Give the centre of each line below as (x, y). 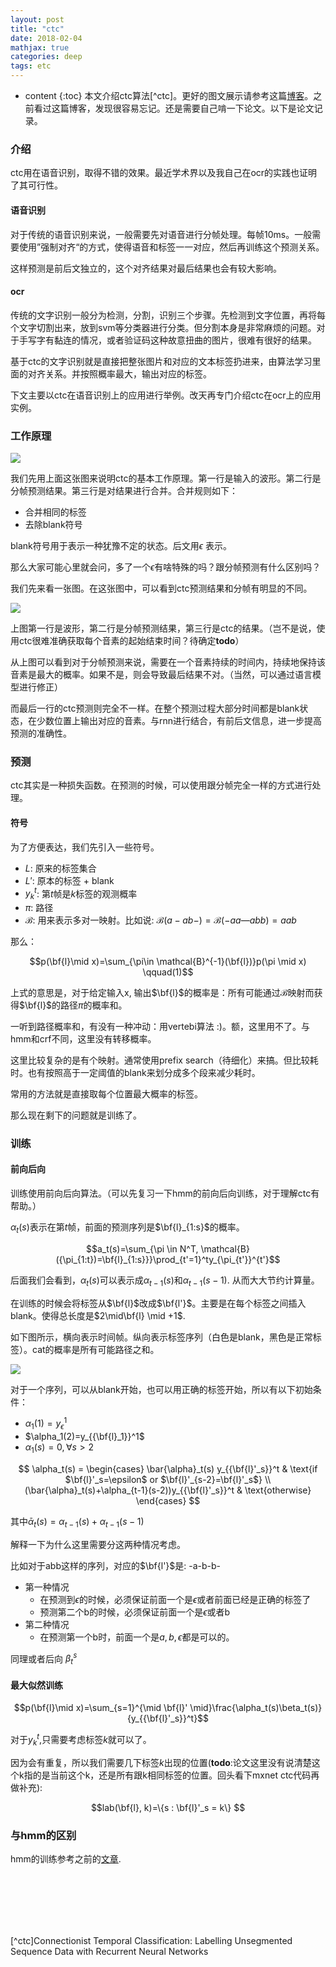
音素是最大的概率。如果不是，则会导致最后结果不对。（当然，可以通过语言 (161, 674)
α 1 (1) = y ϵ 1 (46, 1424)
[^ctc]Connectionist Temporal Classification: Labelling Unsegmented (151, 1941)
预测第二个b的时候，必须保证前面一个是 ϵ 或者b (135, 1612)
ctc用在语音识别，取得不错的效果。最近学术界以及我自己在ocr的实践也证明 (164, 173)
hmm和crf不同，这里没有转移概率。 (83, 1038)
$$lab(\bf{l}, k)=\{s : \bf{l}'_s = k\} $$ (168, 1807)
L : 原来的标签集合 (60, 868)
